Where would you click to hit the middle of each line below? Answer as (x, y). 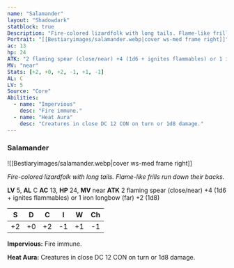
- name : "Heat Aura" (43, 117)
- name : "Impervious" (45, 104)
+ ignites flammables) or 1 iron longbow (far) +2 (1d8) (84, 197)
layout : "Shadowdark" (39, 20)
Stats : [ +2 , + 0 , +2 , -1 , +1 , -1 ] (56, 72)
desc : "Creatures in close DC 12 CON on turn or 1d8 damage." (112, 124)
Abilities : (23, 98)
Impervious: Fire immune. (45, 244)
